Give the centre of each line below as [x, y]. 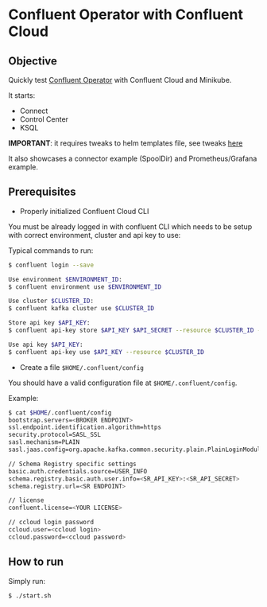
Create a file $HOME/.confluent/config [82, 367]
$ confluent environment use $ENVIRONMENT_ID [85, 287]
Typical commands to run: [51, 250]
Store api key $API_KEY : [49, 323]
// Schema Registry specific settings [72, 464]
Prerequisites [42, 192]
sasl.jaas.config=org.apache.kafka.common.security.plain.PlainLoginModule [136, 450]
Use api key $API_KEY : [46, 344]
